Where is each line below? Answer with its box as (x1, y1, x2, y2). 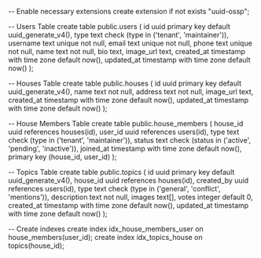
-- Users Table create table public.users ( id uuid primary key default (8, 22, 230, 31)
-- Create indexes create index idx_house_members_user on (8, 224, 204, 234)
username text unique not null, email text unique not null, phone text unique (8, 38, 253, 48)
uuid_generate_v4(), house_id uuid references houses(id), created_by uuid (8, 176, 249, 185)
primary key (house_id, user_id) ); (8, 152, 117, 162)
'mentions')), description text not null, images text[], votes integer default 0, (8, 192, 253, 202)
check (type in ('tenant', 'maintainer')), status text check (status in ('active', (8, 136, 252, 144)
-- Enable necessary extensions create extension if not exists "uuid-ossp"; (8, 7, 250, 16)
